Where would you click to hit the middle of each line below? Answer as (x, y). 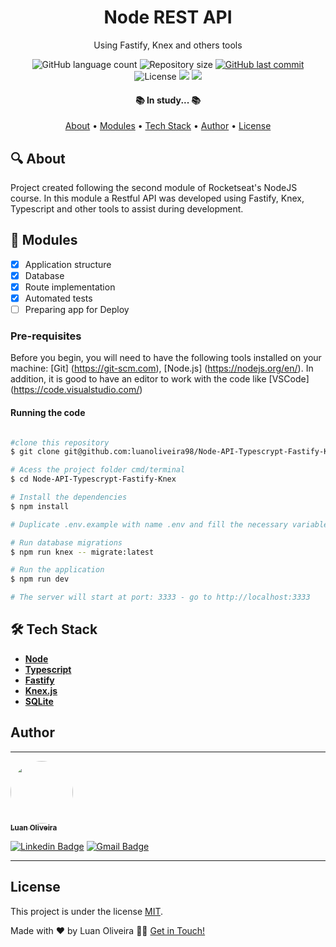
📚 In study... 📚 (168, 100)
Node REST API (168, 17)
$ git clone (35, 452)
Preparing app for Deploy (77, 310)
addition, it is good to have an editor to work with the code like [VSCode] (160, 379)
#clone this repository (60, 442)
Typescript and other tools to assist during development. (127, 208)
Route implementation (70, 287)
